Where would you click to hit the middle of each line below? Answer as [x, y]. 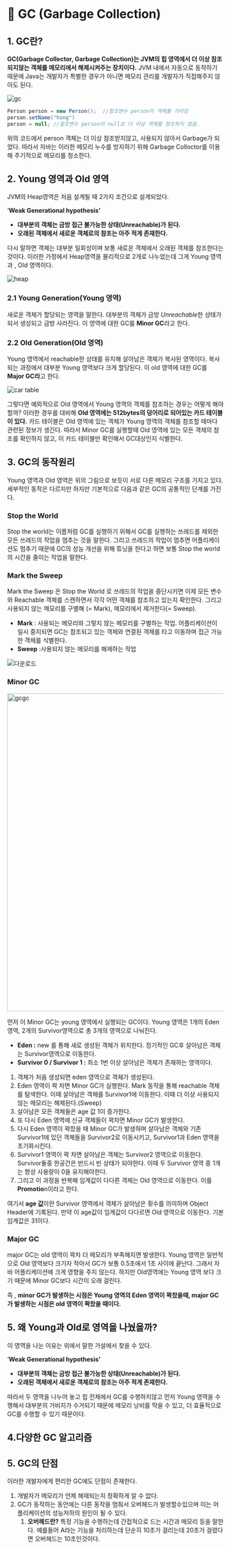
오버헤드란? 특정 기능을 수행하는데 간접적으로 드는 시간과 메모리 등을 [119, 1521]
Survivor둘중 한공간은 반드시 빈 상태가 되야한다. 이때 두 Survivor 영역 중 [114, 1163]
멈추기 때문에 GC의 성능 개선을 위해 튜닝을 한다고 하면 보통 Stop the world [120, 549]
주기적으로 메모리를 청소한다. [53, 155]
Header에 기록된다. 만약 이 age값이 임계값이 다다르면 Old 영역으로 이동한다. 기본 [115, 1212]
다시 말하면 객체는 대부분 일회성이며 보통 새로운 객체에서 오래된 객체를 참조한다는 [115, 248]
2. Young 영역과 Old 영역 [58, 179]
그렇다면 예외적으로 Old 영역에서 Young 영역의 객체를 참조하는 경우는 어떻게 [109, 404]
